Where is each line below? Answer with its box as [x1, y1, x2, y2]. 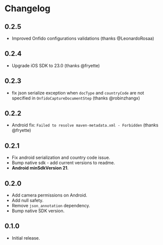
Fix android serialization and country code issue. [11, 155, 110, 161]
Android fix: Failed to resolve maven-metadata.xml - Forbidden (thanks [11, 122, 159, 128]
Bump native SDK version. [11, 208, 65, 214]
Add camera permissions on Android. [11, 192, 87, 198]
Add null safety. [11, 197, 44, 203]
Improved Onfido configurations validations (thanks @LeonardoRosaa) [11, 35, 154, 41]
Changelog [4, 3, 51, 14]
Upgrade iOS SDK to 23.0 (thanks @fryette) [11, 62, 100, 69]
